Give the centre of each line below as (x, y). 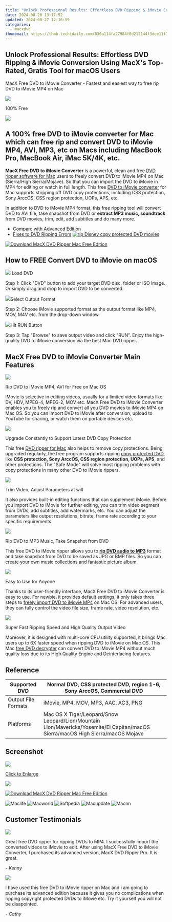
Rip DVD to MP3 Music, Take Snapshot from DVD (57, 541)
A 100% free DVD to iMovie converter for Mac (80, 134)
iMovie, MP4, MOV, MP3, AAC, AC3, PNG (93, 703)
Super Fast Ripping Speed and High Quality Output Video (66, 628)
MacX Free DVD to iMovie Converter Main (73, 357)
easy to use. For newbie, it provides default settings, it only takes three (80, 597)
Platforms (19, 724)
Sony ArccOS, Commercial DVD (104, 691)
